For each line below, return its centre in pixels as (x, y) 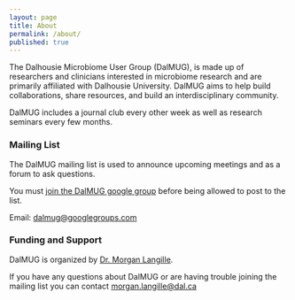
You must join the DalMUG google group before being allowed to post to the (147, 190)
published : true (39, 42)
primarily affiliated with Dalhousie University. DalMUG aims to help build (140, 86)
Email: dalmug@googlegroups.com (73, 217)
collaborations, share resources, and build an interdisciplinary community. (144, 96)
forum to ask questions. (52, 173)
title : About (33, 26)
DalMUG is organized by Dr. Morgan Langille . (91, 259)
